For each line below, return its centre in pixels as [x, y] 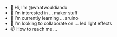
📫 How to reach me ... [33, 29]
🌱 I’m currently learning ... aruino [44, 18]
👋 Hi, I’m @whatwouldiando [39, 8]
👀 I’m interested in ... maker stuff [44, 13]
